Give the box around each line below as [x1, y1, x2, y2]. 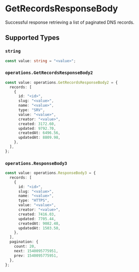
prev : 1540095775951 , [14, 253, 58, 258]
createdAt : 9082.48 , [18, 221, 61, 226]
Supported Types [5, 34, 60, 42]
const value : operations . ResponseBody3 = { [5, 171, 96, 176]
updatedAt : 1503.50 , [18, 226, 61, 231]
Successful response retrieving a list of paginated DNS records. [5, 19, 135, 25]
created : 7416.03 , [18, 212, 56, 217]
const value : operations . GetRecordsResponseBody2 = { [5, 80, 118, 85]
